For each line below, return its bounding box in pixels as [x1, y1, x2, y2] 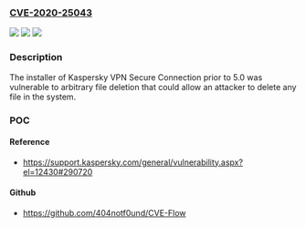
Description [9, 51, 63, 64]
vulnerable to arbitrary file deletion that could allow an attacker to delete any [9, 81, 297, 92]
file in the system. [9, 91, 77, 102]
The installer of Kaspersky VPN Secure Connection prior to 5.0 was [9, 71, 263, 83]
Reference [9, 137, 50, 148]
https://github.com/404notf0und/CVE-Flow [22, 207, 186, 218]
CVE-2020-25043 [9, 6, 93, 19]
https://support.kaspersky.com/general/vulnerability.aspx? [22, 157, 244, 168]
